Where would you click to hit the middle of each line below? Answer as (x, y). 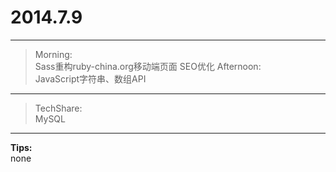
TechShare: (58, 108)
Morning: (53, 54)
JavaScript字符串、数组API (90, 78)
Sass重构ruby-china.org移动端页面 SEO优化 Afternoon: (148, 66)
